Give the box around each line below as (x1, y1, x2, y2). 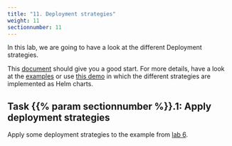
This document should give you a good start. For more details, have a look (7, 65, 226, 73)
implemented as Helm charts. (7, 80, 94, 88)
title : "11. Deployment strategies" (7, 10, 116, 18)
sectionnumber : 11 (7, 24, 62, 31)
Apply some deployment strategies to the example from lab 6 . (7, 130, 189, 139)
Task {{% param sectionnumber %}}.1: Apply (7, 100, 212, 113)
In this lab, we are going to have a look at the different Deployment (7, 43, 203, 52)
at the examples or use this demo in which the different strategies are (7, 72, 211, 80)
